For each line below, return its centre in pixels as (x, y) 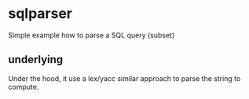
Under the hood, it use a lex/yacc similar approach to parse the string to (124, 78)
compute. (24, 87)
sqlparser (40, 14)
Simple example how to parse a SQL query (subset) (92, 35)
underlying (36, 60)
